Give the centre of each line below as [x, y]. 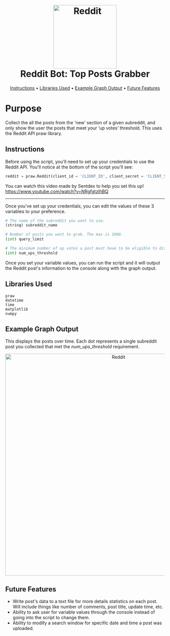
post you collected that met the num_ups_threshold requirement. [73, 347]
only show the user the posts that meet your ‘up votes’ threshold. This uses [84, 128]
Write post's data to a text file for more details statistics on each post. [85, 601]
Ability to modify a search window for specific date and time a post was [87, 623]
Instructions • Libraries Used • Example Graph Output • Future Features [85, 88]
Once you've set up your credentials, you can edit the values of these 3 [80, 206]
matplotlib [17, 309]
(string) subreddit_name [31, 225]
